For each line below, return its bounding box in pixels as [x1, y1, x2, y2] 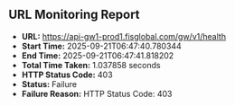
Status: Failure [21, 78, 78, 89]
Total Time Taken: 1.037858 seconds [21, 59, 161, 70]
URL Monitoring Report [8, 7, 141, 22]
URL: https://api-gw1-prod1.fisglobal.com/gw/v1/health [21, 31, 227, 41]
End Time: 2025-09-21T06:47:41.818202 [21, 49, 174, 61]
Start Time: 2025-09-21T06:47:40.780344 [21, 40, 182, 51]
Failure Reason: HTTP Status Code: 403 [21, 88, 173, 99]
